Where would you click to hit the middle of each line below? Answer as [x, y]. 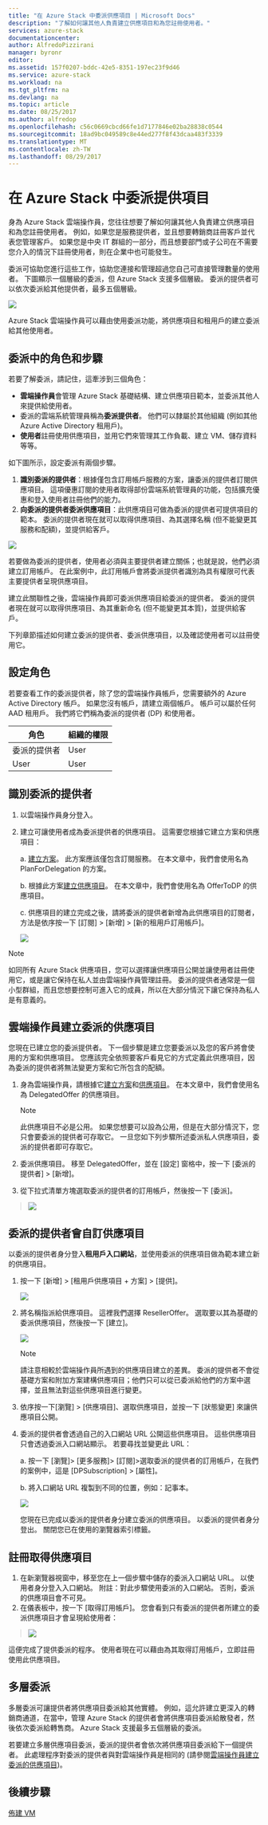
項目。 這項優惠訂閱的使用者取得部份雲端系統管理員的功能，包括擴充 [140, 490]
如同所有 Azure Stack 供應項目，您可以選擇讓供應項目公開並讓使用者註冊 [128, 970]
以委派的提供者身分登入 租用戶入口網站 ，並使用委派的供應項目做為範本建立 [130, 1254]
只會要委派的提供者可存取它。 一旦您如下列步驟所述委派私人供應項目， [136, 1137]
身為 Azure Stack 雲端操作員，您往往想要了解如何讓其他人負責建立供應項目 [132, 222]
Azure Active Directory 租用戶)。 [73, 426]
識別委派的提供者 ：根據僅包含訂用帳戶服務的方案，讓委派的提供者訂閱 [135, 480]
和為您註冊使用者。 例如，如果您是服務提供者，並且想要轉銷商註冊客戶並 [128, 232]
